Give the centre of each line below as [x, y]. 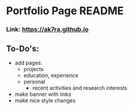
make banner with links [43, 94]
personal [34, 82]
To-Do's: [23, 48]
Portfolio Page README [65, 11]
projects [33, 69]
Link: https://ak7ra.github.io [47, 30]
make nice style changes [45, 100]
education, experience [51, 75]
